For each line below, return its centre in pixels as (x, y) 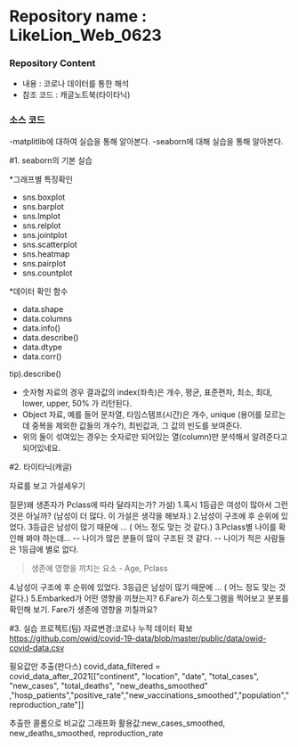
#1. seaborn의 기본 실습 (51, 160)
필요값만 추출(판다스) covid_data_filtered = (85, 666)
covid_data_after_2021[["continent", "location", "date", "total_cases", (134, 676)
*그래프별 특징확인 (41, 179)
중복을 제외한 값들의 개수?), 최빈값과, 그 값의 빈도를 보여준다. (137, 425)
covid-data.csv (37, 647)
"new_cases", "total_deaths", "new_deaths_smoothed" (109, 685)
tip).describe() (36, 373)
